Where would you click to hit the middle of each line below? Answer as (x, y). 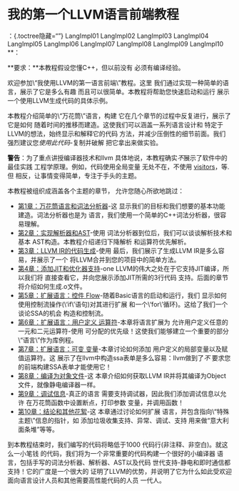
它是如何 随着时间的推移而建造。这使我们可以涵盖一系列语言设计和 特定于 (115, 124)
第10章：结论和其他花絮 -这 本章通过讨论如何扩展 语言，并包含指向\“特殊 (123, 411)
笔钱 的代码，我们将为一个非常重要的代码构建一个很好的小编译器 (121, 453)
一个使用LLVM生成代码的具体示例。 (60, 100)
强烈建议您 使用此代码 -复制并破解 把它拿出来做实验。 (85, 142)
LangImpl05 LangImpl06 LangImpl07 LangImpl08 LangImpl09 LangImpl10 (116, 44)
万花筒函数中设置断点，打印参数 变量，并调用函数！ (108, 402)
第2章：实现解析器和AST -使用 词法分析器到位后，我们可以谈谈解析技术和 (125, 232)
